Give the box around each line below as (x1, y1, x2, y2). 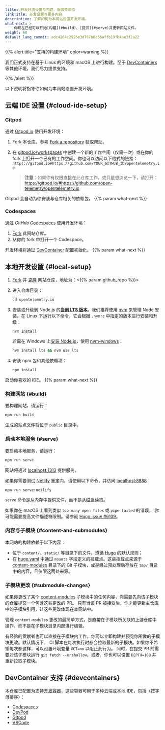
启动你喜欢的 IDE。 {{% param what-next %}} (5, 377, 98, 383)
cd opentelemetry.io (12, 297, 55, 302)
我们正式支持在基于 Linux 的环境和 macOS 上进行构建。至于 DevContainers (5, 59, 157, 65)
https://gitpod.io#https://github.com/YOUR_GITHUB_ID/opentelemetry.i (12, 161, 160, 166)
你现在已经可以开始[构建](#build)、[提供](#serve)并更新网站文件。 (14, 26, 138, 31)
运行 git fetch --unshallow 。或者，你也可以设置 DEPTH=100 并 (30, 652, 157, 658)
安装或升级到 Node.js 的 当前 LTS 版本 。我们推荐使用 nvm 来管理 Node (12, 307, 154, 313)
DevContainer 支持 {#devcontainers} (5, 674, 120, 682)
